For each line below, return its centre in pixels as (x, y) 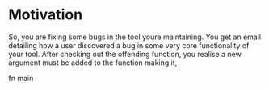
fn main (21, 78)
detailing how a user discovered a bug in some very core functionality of (129, 45)
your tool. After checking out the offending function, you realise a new (125, 54)
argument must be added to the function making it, (93, 63)
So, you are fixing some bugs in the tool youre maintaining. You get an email (135, 37)
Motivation (46, 15)
